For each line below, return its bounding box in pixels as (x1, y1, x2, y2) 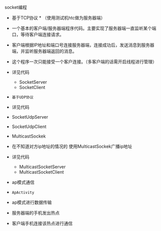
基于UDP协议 (11, 95, 34, 100)
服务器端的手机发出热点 (11, 210, 60, 216)
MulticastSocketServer (19, 164, 66, 170)
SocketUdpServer (11, 114, 48, 120)
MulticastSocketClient (19, 169, 64, 175)
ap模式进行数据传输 (11, 199, 52, 205)
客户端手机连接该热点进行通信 (11, 221, 73, 226)
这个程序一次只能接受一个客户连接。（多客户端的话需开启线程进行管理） (11, 59, 157, 64)
